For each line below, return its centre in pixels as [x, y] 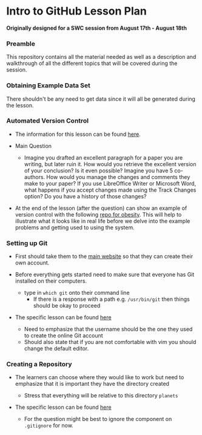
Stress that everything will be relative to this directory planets [101, 396]
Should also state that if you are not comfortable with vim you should [110, 342]
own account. [32, 263]
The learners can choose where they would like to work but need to [99, 377]
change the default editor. [56, 349]
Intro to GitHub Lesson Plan [76, 11]
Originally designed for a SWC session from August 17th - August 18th [96, 28]
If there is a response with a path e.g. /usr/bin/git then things [111, 299]
